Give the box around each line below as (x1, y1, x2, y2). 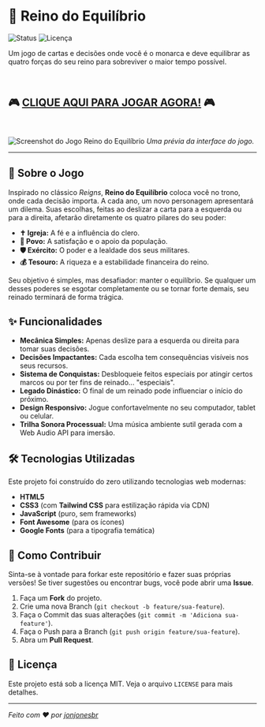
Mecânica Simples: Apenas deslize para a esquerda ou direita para (19, 335, 240, 346)
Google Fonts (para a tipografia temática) (19, 526, 155, 535)
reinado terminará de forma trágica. (8, 292, 124, 302)
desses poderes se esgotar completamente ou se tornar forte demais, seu (8, 283, 249, 293)
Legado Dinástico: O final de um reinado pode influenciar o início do (19, 386, 243, 395)
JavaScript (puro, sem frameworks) (19, 509, 136, 519)
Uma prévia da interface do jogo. (146, 136, 255, 145)
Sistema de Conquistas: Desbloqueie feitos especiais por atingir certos (19, 369, 253, 379)
